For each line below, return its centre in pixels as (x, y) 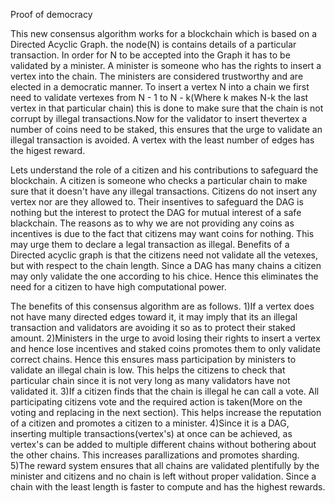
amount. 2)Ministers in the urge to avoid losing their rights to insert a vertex (165, 338)
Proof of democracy (51, 14)
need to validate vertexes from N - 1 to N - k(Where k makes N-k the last (159, 97)
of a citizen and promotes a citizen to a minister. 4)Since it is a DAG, (150, 423)
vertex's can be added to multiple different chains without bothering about (163, 444)
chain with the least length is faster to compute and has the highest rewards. (168, 487)
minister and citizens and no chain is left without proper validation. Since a (163, 476)
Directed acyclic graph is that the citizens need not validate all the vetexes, (164, 255)
